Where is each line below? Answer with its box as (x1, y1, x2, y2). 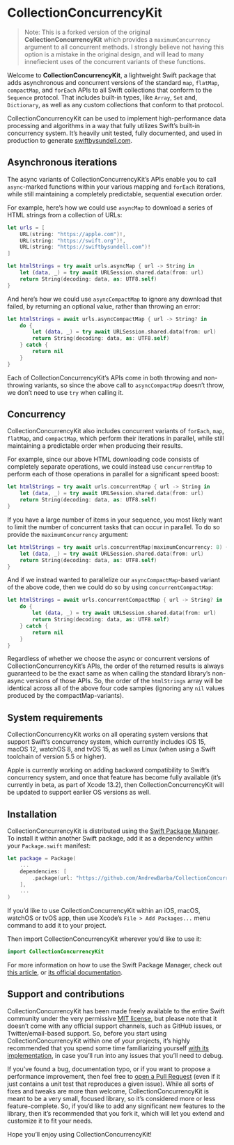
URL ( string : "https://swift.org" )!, (19, 237, 127, 244)
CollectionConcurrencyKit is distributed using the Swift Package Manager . (7, 827, 220, 835)
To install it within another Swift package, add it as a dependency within (7, 834, 213, 843)
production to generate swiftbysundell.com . (7, 136, 132, 144)
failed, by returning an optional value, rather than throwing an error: (7, 302, 201, 311)
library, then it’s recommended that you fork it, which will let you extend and (7, 1109, 225, 1117)
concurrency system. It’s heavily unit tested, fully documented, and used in (7, 129, 223, 137)
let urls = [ (7, 224, 45, 231)
